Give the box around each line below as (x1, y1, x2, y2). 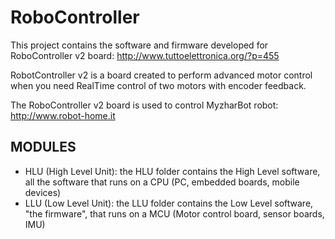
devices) (24, 186, 62, 198)
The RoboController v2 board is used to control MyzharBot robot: (10, 99, 279, 111)
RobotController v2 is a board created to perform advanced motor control (10, 69, 313, 81)
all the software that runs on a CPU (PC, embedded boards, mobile (24, 176, 300, 188)
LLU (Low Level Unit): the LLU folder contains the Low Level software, (24, 197, 314, 209)
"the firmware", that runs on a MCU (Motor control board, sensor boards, (24, 207, 325, 220)
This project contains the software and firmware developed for (10, 39, 269, 51)
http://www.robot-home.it (10, 109, 116, 121)
